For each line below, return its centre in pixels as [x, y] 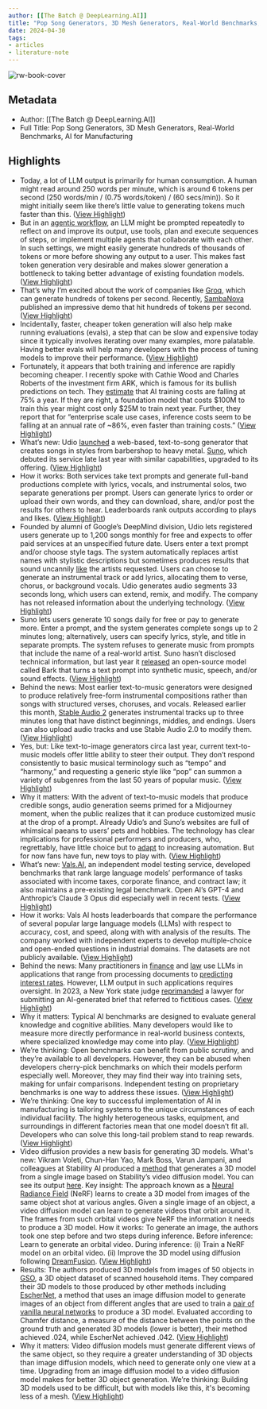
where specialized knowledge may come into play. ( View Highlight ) [130, 1041]
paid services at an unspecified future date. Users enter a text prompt [134, 543]
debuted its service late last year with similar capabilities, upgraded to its [139, 459]
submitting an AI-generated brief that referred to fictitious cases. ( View [136, 999]
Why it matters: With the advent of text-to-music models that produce [134, 796]
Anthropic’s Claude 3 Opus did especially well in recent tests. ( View [130, 898]
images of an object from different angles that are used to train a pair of [137, 1303]
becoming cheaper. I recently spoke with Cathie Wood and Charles [129, 374]
